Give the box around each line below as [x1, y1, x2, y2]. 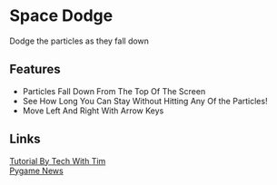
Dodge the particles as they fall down [9, 35, 150, 46]
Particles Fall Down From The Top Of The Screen [22, 85, 206, 96]
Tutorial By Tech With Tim [9, 155, 106, 166]
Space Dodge [9, 5, 114, 26]
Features [9, 62, 61, 77]
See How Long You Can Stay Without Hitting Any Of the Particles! [22, 95, 268, 106]
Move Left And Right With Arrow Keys [22, 105, 164, 116]
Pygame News [9, 165, 64, 176]
